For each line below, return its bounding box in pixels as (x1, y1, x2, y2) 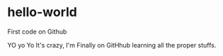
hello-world (7, 4, 78, 20)
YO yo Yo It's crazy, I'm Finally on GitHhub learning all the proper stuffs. (7, 41, 217, 49)
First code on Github (7, 27, 67, 36)
